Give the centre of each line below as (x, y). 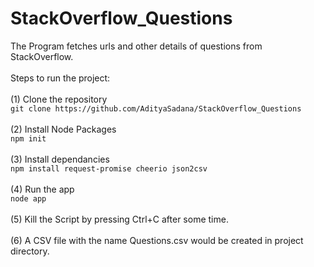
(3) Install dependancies (60, 159)
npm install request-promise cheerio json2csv (109, 168)
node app (28, 198)
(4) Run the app (42, 189)
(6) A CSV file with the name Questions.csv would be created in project (157, 240)
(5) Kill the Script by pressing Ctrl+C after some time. (119, 219)
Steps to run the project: (60, 78)
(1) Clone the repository (59, 99)
